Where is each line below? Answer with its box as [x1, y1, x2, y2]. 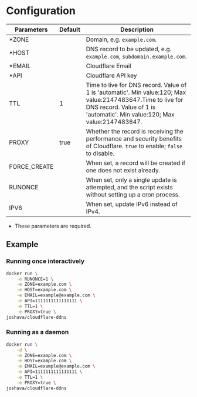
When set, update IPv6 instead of [86, 200, 178, 208]
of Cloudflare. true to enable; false [86, 142, 183, 150]
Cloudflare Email [86, 62, 131, 70]
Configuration [6, 4, 76, 18]
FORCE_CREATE [9, 162, 54, 171]
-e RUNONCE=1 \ [16, 276, 54, 282]
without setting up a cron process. [86, 190, 180, 198]
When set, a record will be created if [86, 159, 186, 167]
